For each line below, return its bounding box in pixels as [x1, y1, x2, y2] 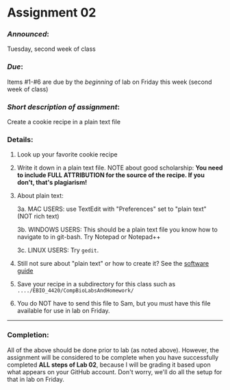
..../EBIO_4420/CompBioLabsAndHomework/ [16, 287, 134, 295]
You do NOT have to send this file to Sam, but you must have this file [16, 299, 211, 308]
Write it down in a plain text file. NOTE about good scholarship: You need [16, 163, 223, 172]
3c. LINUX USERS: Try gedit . [16, 246, 99, 255]
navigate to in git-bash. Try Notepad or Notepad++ [16, 233, 161, 241]
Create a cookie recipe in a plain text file [7, 118, 121, 126]
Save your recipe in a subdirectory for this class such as [16, 280, 176, 288]
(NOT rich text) [16, 212, 60, 220]
